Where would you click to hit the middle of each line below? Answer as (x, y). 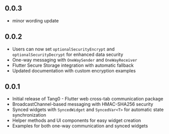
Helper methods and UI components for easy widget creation (77, 120)
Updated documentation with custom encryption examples (74, 70)
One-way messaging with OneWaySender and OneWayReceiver (75, 60)
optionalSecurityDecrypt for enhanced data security (68, 54)
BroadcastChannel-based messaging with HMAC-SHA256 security (83, 104)
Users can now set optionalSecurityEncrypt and (63, 49)
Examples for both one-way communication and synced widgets (80, 126)
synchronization (29, 115)
